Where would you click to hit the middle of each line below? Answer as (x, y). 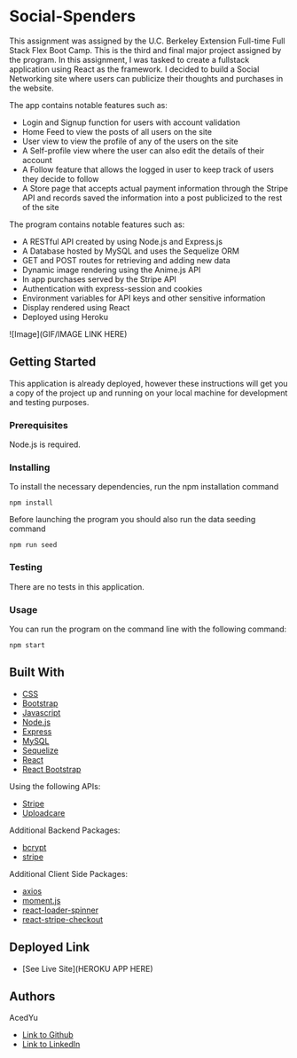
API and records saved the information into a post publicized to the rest (152, 198)
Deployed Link (50, 948)
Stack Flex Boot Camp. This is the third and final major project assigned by (145, 50)
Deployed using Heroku (65, 317)
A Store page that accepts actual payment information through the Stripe (155, 188)
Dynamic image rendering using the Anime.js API (111, 270)
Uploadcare (43, 812)
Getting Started (53, 362)
